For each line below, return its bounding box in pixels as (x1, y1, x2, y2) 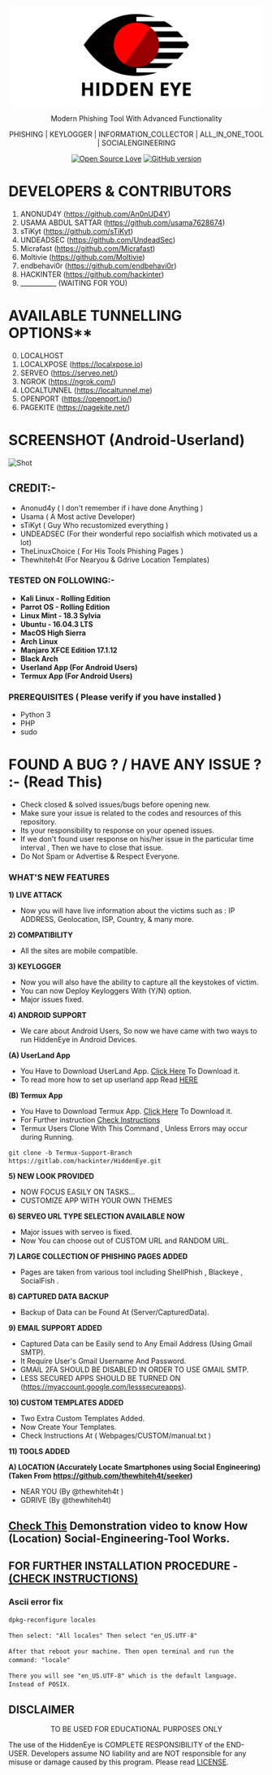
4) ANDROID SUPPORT (8, 1011, 87, 1020)
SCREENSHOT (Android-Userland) (8, 431, 245, 449)
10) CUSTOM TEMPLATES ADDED (8, 1398, 124, 1408)
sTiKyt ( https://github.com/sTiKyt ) (19, 226, 134, 236)
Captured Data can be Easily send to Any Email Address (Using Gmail (19, 1339, 253, 1349)
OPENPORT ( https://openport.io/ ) (19, 393, 132, 404)
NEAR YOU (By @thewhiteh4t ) (19, 1487, 124, 1496)
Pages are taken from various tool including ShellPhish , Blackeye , (19, 1267, 244, 1277)
